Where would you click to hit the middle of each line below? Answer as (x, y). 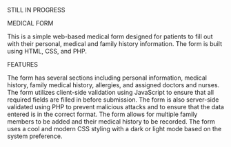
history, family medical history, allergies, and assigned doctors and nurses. (113, 85)
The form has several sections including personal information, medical (107, 78)
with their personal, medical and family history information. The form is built (115, 44)
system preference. (35, 136)
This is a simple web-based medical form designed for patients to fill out (110, 36)
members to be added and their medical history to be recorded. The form (111, 122)
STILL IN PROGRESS (36, 10)
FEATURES (23, 64)
